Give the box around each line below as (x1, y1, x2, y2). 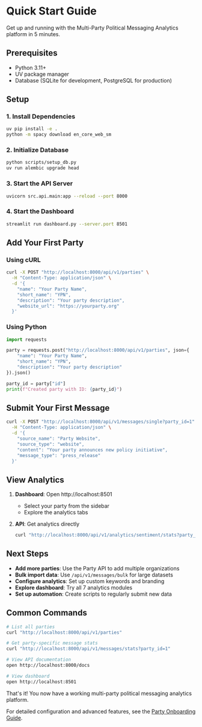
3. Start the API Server (6, 179, 73, 188)
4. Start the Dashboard (6, 207, 74, 216)
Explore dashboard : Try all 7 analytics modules (14, 584, 133, 591)
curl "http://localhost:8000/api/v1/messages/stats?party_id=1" (6, 646, 171, 652)
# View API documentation (6, 657, 71, 663)
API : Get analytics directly (14, 520, 80, 528)
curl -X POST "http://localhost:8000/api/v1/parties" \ (6, 269, 149, 275)
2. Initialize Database (6, 146, 69, 154)
